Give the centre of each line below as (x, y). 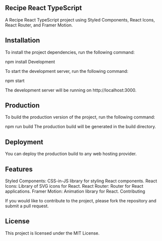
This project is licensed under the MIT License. (52, 233)
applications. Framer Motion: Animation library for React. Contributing (75, 191)
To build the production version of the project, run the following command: (80, 117)
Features (19, 169)
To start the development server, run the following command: (67, 71)
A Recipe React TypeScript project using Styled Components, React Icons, (80, 20)
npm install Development (30, 62)
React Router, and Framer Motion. (39, 25)
